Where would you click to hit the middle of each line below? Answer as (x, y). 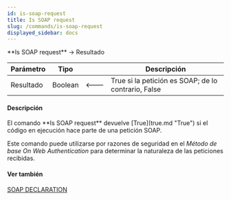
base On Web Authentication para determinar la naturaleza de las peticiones (115, 151)
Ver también (25, 174)
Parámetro (28, 69)
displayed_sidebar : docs (43, 33)
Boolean (65, 85)
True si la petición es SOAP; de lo (164, 81)
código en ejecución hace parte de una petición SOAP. (85, 131)
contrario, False (136, 89)
